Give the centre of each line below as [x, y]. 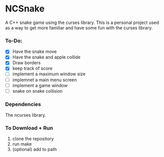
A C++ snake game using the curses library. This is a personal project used [82, 22]
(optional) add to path [35, 150]
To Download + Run [29, 128]
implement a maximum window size [49, 74]
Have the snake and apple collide [46, 57]
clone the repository [33, 139]
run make [22, 144]
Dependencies [23, 104]
